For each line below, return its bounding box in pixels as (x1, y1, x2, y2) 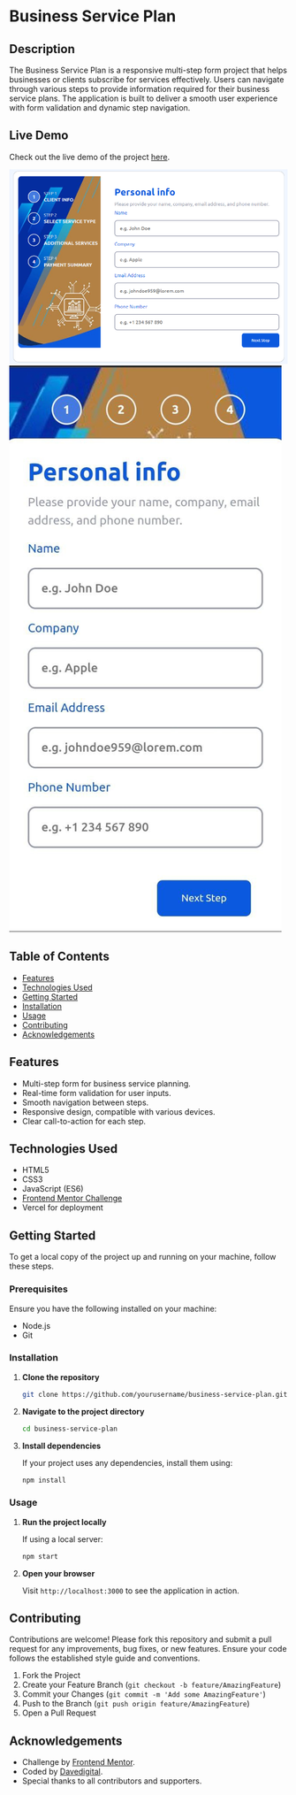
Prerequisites (9, 1283, 68, 1295)
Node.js (21, 1320, 51, 1331)
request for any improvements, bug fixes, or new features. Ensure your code (9, 1644, 287, 1654)
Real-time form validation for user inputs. (21, 1087, 172, 1098)
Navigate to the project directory (21, 1406, 145, 1416)
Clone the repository (21, 1371, 100, 1382)
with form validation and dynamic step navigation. (9, 103, 191, 112)
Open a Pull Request (21, 1707, 97, 1718)
